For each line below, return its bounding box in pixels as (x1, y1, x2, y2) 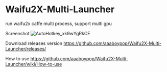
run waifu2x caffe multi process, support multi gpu (5, 20, 112, 27)
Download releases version (5, 40, 63, 46)
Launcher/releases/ (5, 45, 46, 52)
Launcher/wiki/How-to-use (5, 61, 62, 67)
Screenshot (5, 30, 30, 36)
